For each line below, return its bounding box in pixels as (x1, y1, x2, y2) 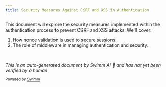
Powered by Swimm (5, 77, 40, 82)
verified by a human (5, 67, 48, 73)
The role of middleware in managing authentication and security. (12, 42, 149, 48)
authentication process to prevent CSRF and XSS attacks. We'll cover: (5, 26, 152, 33)
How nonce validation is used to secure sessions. (12, 37, 117, 43)
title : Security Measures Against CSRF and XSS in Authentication (5, 7, 149, 13)
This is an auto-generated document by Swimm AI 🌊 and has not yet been (5, 62, 161, 68)
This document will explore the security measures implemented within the (5, 21, 160, 27)
